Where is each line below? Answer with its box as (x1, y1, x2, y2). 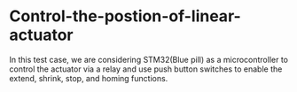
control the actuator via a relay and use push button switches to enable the (9, 64, 283, 74)
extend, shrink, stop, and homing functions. (9, 73, 168, 83)
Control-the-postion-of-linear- (9, 6, 241, 27)
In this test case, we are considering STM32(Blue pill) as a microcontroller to (9, 54, 288, 65)
